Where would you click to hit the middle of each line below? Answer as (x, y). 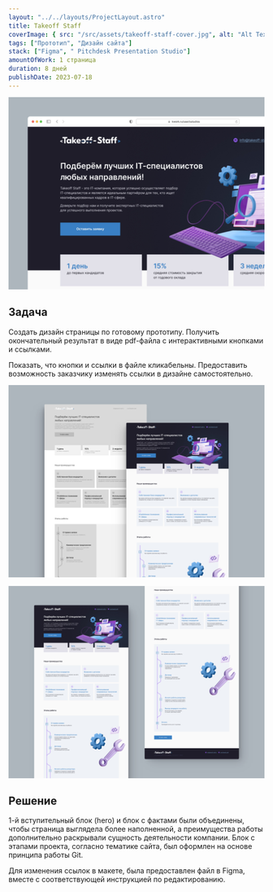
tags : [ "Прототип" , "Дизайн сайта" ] (70, 43)
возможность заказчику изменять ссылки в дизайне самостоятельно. (131, 374)
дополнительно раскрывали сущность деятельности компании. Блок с (132, 837)
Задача (28, 312)
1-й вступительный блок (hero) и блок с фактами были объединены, (127, 820)
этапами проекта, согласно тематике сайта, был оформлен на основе (130, 846)
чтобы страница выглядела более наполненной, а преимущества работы (136, 829)
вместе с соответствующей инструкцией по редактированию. (117, 880)
